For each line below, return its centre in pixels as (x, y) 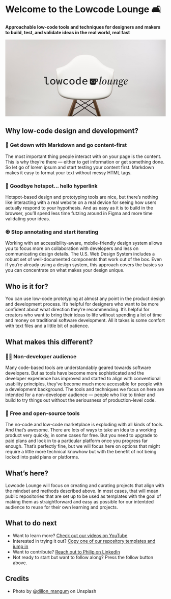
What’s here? (27, 473)
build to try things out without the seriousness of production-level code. (81, 400)
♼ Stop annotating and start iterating (52, 232)
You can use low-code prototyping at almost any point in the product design (85, 298)
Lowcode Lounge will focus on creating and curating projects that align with (85, 486)
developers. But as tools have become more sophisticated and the (75, 373)
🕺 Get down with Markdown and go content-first (66, 145)
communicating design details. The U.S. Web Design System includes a (80, 254)
